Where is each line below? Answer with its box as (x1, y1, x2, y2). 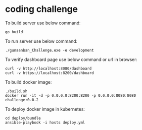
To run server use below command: (5, 38, 78, 44)
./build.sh (5, 88, 28, 94)
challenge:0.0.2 (5, 97, 39, 102)
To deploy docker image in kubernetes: (5, 106, 85, 112)
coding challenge (5, 3, 78, 15)
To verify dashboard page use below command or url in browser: (5, 56, 138, 63)
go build (5, 29, 23, 34)
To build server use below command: (5, 20, 81, 26)
